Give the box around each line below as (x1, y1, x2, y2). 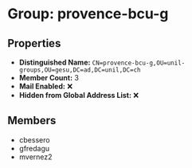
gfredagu (18, 143, 50, 153)
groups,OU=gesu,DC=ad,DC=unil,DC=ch (18, 66, 141, 74)
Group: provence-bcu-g (7, 5, 169, 23)
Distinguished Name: (18, 57, 91, 67)
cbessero (18, 135, 50, 144)
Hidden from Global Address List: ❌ (18, 91, 139, 100)
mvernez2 (18, 152, 53, 162)
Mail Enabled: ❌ (18, 81, 73, 91)
